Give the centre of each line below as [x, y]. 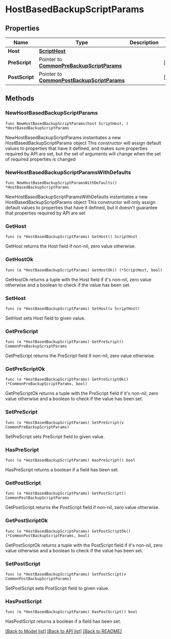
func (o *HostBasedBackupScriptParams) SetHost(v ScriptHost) [73, 309]
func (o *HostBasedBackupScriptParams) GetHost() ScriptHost [72, 237]
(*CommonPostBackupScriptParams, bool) [48, 536]
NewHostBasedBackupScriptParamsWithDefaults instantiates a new [77, 197]
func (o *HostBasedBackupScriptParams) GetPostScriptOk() [68, 531]
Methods [20, 99]
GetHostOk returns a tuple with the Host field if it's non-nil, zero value [78, 279]
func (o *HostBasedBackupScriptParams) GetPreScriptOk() [67, 380]
